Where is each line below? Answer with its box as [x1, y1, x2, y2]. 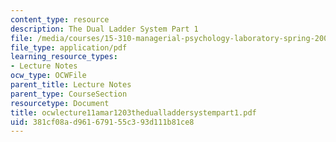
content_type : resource [10, 14, 110, 25]
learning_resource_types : [10, 52, 118, 62]
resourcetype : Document [10, 98, 110, 108]
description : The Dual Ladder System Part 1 [10, 24, 199, 34]
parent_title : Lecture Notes [10, 80, 132, 90]
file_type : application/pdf [10, 42, 128, 53]
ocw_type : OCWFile [10, 71, 87, 81]
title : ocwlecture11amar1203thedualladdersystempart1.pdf [10, 107, 257, 118]
